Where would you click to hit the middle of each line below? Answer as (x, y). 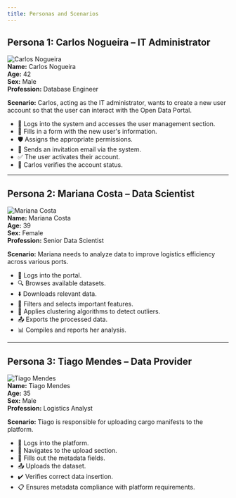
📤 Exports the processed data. (62, 319)
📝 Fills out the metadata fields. (61, 458)
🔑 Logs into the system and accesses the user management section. (116, 124)
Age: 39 (19, 225)
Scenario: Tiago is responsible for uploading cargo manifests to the (105, 422)
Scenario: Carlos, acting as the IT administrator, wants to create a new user (117, 103)
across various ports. (38, 262)
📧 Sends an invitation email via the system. (79, 149)
